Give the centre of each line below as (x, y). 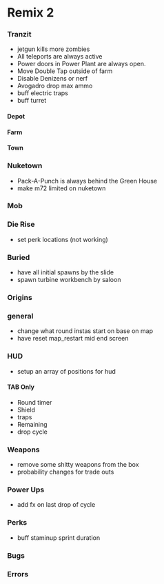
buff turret (32, 101)
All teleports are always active (60, 57)
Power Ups (26, 490)
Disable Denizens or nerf (52, 79)
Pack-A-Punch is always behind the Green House (87, 181)
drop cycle (32, 432)
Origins (20, 298)
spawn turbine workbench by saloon (69, 280)
